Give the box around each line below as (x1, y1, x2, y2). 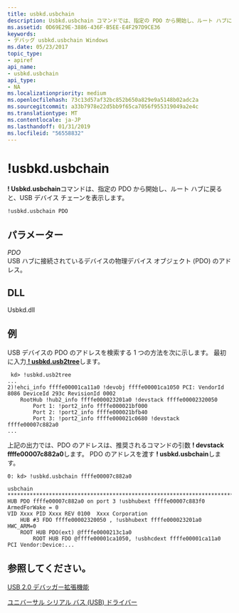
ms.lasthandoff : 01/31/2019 (7, 122, 91, 130)
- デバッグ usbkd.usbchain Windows (7, 37, 109, 44)
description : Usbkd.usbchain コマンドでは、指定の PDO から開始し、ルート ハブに (7, 17, 233, 24)
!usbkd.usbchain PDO (7, 208, 69, 215)
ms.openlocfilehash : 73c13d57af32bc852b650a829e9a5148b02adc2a (7, 97, 199, 104)
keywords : (7, 30, 37, 38)
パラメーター (7, 229, 64, 241)
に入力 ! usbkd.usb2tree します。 (7, 357, 105, 365)
